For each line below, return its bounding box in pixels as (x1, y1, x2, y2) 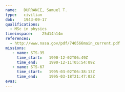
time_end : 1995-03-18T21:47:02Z (16, 74, 95, 79)
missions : (5, 45, 27, 51)
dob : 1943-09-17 (5, 17, 47, 22)
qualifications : (5, 21, 40, 27)
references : (5, 36, 31, 41)
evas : (5, 79, 17, 84)
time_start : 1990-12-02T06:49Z (16, 55, 88, 60)
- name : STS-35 (12, 50, 45, 55)
